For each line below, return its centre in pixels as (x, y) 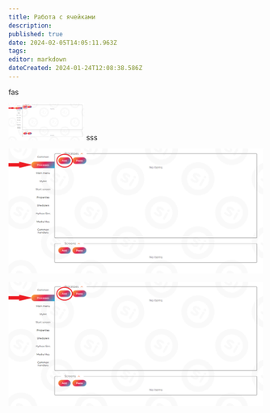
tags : (17, 51)
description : (30, 25)
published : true (36, 34)
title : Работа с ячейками (52, 17)
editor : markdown (38, 60)
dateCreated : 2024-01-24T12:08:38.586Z (76, 69)
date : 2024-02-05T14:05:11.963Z (63, 43)
